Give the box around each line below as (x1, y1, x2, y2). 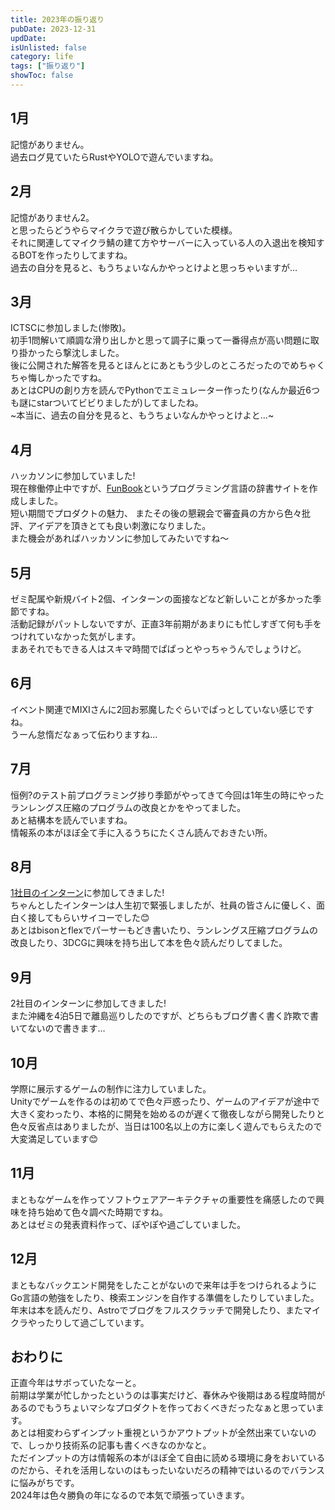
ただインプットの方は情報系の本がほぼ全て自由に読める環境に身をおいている (10, 1452, 326, 1464)
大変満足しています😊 (10, 1133, 99, 1145)
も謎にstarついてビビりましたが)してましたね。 (10, 397, 204, 409)
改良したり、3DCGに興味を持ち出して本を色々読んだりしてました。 (10, 937, 288, 949)
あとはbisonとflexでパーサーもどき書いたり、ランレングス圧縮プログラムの (10, 924, 319, 936)
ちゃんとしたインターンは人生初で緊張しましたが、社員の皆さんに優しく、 (10, 899, 317, 911)
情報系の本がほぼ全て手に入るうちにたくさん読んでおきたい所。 (10, 826, 273, 838)
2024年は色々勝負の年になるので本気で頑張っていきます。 (10, 1489, 250, 1501)
